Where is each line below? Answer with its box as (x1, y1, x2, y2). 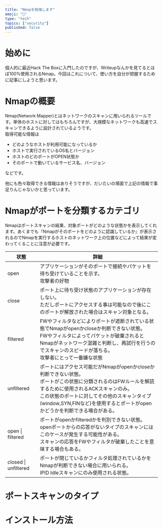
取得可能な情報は (5, 131, 39, 137)
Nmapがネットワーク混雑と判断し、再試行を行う (39, 340, 151, 346)
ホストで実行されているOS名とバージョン (12, 148, 95, 153)
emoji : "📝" (5, 12, 27, 17)
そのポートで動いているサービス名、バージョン (12, 160, 106, 166)
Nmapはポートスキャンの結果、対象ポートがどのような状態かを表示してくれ (5, 222, 157, 228)
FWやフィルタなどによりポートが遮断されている (39, 318, 149, 324)
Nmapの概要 (5, 96, 55, 107)
